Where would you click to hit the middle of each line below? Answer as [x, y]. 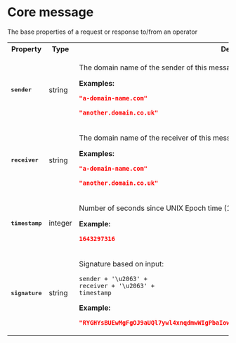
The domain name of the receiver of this [145, 138]
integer [60, 224]
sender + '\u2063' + [113, 279]
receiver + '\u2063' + [117, 286]
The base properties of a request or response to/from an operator [103, 32]
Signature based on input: [122, 264]
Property [26, 48]
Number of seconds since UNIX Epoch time [151, 208]
